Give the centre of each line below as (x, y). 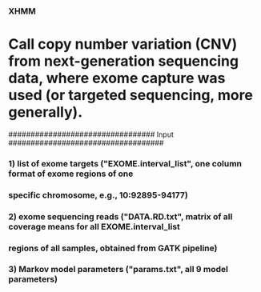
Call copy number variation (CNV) (123, 44)
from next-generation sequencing (123, 61)
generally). (45, 112)
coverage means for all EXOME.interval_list (94, 226)
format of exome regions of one (71, 174)
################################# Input (91, 134)
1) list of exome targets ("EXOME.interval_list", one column (125, 163)
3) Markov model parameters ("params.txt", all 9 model (118, 270)
